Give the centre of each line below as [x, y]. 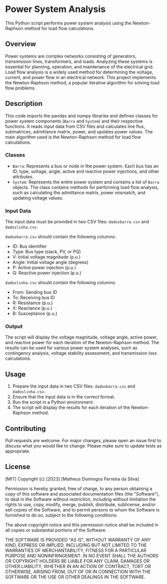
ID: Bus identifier [29, 246]
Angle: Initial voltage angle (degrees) [50, 262]
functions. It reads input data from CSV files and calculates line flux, [75, 126]
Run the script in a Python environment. [53, 402]
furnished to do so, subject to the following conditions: [61, 515]
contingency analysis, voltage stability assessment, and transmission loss [81, 353]
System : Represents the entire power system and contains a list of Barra [86, 182]
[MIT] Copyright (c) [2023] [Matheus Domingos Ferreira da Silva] [72, 479]
